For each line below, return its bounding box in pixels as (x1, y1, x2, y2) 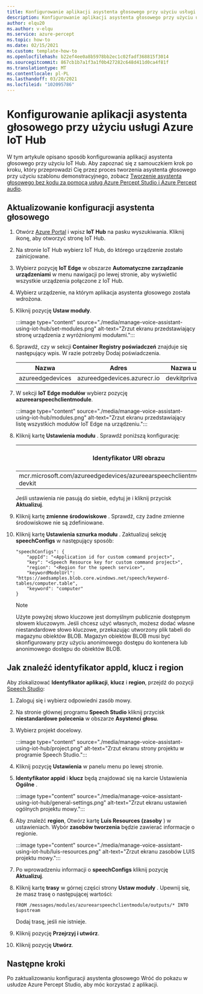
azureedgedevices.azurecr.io (77, 374, 160, 382)
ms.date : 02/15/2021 (7, 43, 59, 49)
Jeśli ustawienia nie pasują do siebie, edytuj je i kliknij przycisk (15, 494, 172, 502)
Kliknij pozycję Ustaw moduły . (15, 307, 92, 314)
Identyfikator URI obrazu (92, 453, 165, 462)
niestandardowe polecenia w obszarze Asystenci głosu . (15, 715, 159, 722)
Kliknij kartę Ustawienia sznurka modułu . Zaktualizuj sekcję (15, 530, 167, 538)
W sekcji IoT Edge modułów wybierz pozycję (15, 389, 128, 397)
